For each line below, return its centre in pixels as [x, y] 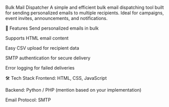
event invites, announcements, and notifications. [57, 18]
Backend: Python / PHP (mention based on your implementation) [73, 90]
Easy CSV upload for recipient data [42, 48]
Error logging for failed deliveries [40, 68]
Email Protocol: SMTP [28, 100]
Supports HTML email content [37, 38]
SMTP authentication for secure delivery [48, 58]
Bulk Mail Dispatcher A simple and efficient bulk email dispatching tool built [84, 7]
